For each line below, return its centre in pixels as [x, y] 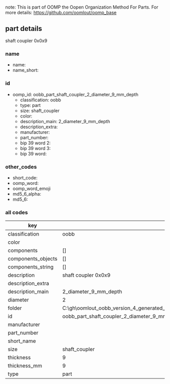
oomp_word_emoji [32, 188]
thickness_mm [25, 366]
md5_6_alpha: [27, 194]
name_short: [26, 70]
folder [15, 308]
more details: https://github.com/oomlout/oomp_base [61, 13]
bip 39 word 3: [35, 148]
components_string [31, 267]
